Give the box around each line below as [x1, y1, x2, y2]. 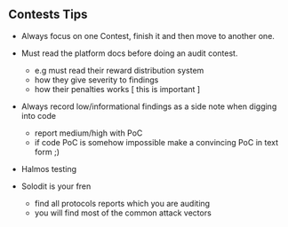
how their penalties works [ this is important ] [34, 83, 201, 94]
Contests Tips [8, 7, 88, 22]
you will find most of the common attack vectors [34, 207, 212, 218]
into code [20, 110, 57, 121]
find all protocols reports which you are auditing [34, 198, 211, 208]
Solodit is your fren [20, 181, 92, 192]
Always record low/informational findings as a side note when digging [20, 101, 277, 112]
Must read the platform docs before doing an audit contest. [20, 48, 238, 59]
